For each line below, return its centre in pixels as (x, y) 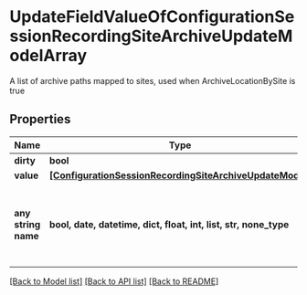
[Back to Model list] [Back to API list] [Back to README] (114, 281)
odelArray (48, 56)
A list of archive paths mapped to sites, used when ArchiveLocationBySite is (153, 80)
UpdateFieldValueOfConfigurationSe (152, 17)
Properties (40, 119)
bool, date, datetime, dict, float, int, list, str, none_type (169, 224)
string (27, 224)
